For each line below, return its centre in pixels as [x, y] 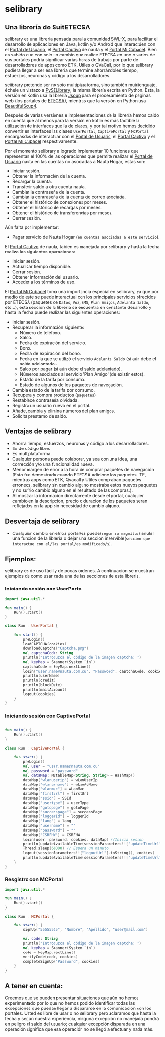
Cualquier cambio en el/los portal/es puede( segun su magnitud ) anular [83, 533]
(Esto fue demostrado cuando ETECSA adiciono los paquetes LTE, [79, 475]
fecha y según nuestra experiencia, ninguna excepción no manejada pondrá [82, 1019]
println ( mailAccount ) [45, 689]
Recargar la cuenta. [32, 181]
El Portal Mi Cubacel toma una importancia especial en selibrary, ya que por [82, 292]
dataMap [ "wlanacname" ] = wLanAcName [60, 785]
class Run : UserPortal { [31, 626]
